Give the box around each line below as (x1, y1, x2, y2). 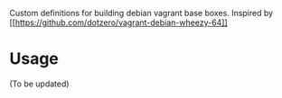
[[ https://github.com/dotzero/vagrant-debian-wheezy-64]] (9, 17, 228, 28)
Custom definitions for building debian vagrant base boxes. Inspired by (9, 8, 274, 18)
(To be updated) (9, 78, 70, 89)
